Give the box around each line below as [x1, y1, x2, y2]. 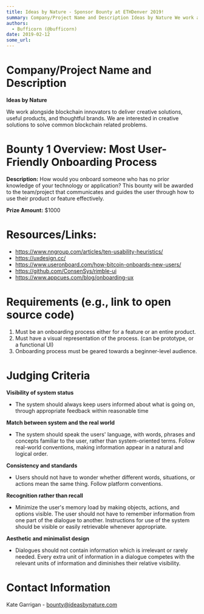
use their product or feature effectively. [6, 195, 104, 202]
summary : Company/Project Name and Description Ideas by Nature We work [6, 15, 194, 21]
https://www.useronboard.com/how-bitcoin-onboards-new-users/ [15, 261, 182, 268]
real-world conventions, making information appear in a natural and [15, 443, 184, 450]
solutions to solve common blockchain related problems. [6, 121, 148, 128]
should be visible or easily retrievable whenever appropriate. [15, 523, 167, 530]
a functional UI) [15, 341, 54, 348]
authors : [6, 20, 29, 26]
